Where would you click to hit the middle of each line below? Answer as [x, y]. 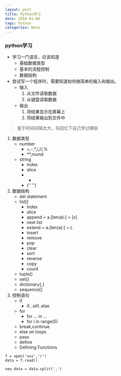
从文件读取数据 [42, 93]
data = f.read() [21, 360]
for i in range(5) [42, 322]
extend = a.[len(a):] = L [50, 228]
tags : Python [18, 23]
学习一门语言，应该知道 [35, 57]
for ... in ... [37, 316]
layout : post [18, 9]
